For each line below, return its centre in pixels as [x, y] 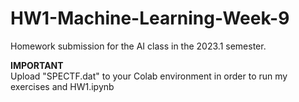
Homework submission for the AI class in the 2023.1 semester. [138, 46]
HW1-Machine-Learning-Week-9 [150, 18]
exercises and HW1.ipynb [62, 86]
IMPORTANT [37, 65]
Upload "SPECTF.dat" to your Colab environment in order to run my [149, 76]
